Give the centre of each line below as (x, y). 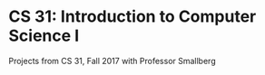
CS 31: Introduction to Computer (132, 17)
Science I (44, 36)
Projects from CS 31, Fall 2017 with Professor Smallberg (112, 61)
